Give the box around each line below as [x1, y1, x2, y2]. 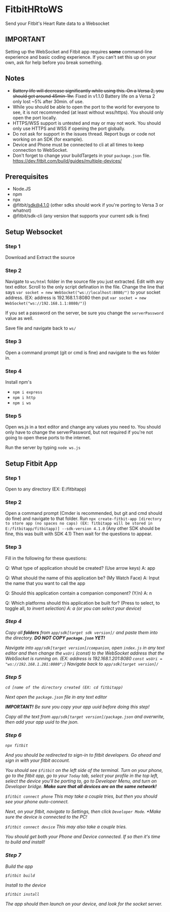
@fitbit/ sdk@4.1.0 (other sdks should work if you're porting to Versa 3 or [12, 202, 164, 208]
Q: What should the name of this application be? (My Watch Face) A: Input [5, 575, 160, 581]
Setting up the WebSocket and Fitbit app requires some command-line [5, 48, 153, 54]
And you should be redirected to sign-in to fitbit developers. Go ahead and [5, 752, 161, 758]
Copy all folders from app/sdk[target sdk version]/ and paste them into [5, 629, 158, 635]
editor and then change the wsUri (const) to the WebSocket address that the [5, 650, 164, 656]
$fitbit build [5, 873, 35, 878]
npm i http [12, 395, 36, 400]
